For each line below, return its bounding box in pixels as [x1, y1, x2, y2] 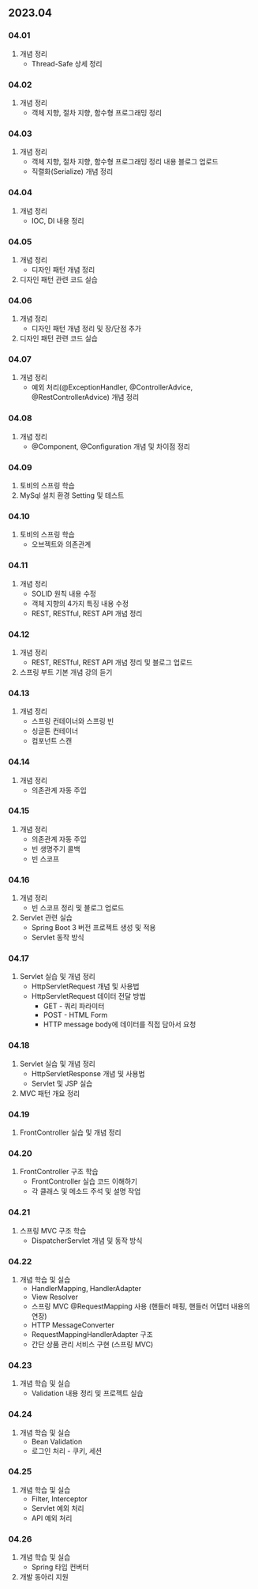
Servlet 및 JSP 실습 [31, 1079, 93, 1088]
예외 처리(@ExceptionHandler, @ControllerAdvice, [31, 382, 193, 392]
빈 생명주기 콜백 [31, 844, 80, 853]
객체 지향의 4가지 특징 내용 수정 [31, 598, 129, 608]
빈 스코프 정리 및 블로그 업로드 [31, 903, 125, 913]
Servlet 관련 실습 [19, 913, 73, 923]
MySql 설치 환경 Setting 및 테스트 [19, 491, 125, 500]
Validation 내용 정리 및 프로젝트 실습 [31, 1388, 144, 1398]
